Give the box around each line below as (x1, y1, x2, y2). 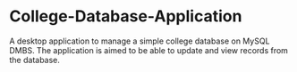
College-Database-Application (9, 6, 242, 27)
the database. (9, 54, 61, 65)
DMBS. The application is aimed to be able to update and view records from (9, 44, 289, 55)
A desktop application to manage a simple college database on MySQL (9, 36, 270, 46)
